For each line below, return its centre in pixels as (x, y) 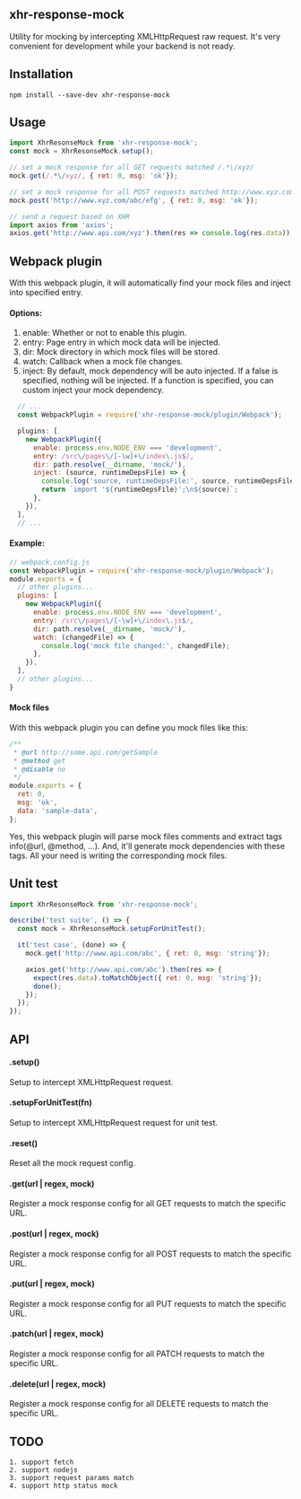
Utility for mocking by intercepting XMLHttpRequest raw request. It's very (145, 36)
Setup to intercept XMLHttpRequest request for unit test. (113, 1122)
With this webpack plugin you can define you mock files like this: (129, 727)
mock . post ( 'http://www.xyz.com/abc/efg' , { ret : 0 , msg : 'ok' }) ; (134, 200)
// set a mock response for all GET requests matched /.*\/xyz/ (132, 168)
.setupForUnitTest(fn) (51, 1102)
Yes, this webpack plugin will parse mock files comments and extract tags (146, 836)
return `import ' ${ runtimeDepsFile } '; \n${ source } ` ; (140, 490)
